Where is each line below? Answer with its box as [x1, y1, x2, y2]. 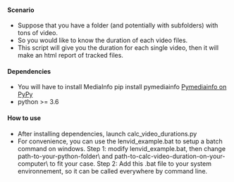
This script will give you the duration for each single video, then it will [17, 44, 219, 52]
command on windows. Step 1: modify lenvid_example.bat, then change [17, 144, 226, 152]
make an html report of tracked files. [17, 51, 123, 60]
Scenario [7, 6, 35, 14]
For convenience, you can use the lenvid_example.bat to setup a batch [17, 137, 223, 145]
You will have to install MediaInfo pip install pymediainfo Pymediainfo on [17, 83, 227, 91]
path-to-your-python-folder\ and [17, 152, 113, 160]
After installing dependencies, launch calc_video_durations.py [17, 129, 197, 138]
